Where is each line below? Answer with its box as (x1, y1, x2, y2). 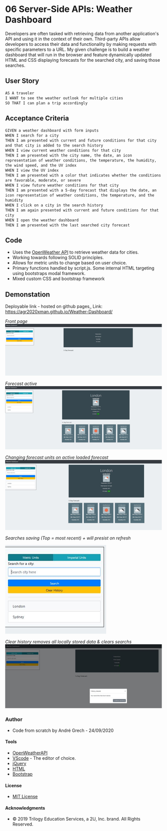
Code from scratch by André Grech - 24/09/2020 (12, 727, 114, 733)
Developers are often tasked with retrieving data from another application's (5, 30, 159, 36)
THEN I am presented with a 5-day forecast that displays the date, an (5, 188, 157, 193)
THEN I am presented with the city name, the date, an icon (5, 153, 133, 158)
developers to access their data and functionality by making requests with (5, 41, 157, 47)
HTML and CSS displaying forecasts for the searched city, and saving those (5, 57, 161, 63)
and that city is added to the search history (5, 143, 103, 148)
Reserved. (12, 821, 34, 828)
